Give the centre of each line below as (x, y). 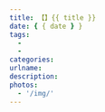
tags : (19, 34)
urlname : (26, 69)
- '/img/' (36, 93)
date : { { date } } (46, 26)
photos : (24, 85)
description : (34, 77)
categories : (32, 60)
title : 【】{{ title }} (53, 18)
